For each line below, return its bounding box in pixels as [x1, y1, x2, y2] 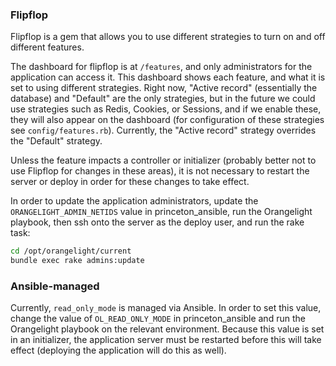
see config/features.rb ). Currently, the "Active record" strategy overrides [10, 124, 317, 137]
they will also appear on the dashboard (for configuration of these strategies [10, 114, 325, 126]
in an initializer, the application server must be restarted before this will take [10, 334, 322, 346]
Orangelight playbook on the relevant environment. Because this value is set [10, 323, 325, 335]
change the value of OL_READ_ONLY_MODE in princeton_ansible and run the [10, 313, 306, 325]
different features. [10, 41, 85, 53]
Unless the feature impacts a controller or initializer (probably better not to [10, 154, 317, 167]
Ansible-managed [10, 279, 100, 293]
